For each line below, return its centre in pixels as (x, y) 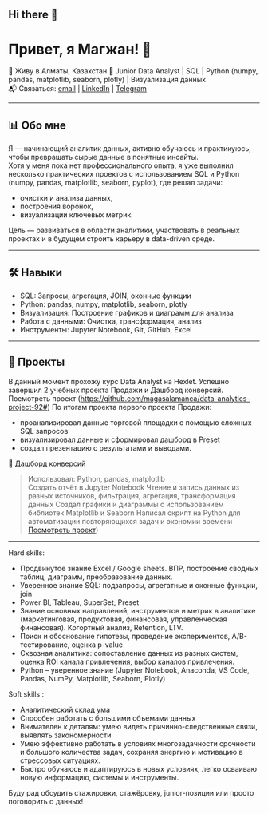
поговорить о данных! (46, 801)
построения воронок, (57, 206)
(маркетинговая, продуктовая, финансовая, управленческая (123, 619)
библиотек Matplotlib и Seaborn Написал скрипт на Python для (134, 513)
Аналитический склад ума (65, 709)
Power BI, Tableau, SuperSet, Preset (79, 602)
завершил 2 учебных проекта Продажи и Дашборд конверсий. (116, 390)
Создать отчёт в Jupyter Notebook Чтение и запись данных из (134, 487)
